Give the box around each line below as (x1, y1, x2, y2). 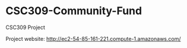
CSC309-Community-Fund (5, 4, 142, 18)
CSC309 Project (5, 24, 46, 31)
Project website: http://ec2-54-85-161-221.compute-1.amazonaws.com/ (5, 35, 181, 42)
